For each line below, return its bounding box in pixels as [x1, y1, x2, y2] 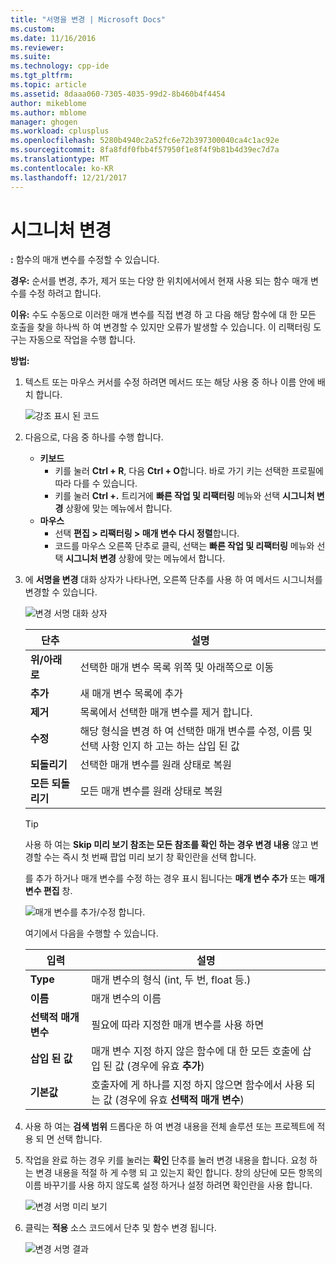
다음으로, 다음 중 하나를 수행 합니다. [24, 431, 164, 443]
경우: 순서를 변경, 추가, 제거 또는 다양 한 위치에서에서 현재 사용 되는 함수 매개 [10, 275, 309, 287]
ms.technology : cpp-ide [10, 61, 110, 71]
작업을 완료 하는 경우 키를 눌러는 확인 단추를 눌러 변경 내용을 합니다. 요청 [24, 1154, 308, 1166]
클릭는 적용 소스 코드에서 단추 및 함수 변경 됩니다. [24, 1222, 217, 1234]
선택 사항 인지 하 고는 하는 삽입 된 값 [79, 739, 240, 753]
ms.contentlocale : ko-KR [10, 163, 114, 173]
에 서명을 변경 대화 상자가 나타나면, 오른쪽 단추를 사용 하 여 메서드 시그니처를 [24, 574, 323, 586]
